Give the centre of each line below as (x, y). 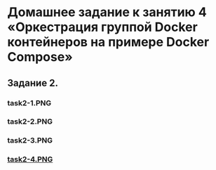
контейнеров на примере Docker (108, 42)
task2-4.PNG (30, 159)
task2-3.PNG (30, 140)
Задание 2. (33, 83)
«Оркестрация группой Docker (102, 27)
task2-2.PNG (30, 122)
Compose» (40, 57)
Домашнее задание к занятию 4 (107, 12)
